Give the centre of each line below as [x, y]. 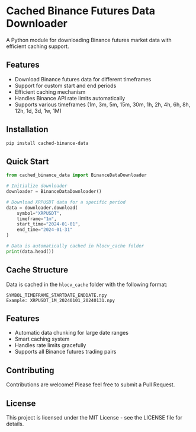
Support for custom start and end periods [65, 85]
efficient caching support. [38, 46]
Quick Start [28, 161]
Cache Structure [37, 270]
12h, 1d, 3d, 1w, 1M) [38, 110]
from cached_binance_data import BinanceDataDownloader [76, 175]
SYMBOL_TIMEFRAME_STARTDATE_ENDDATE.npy [57, 295]
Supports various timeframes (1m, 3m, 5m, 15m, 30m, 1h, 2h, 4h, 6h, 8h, [102, 104]
